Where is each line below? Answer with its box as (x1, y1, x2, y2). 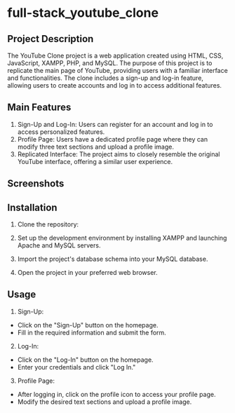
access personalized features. (17, 128, 105, 136)
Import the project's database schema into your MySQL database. (17, 255, 208, 264)
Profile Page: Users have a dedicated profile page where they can (17, 135, 208, 143)
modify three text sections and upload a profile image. (17, 142, 174, 151)
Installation (7, 201, 58, 213)
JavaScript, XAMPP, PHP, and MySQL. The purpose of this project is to (7, 59, 213, 67)
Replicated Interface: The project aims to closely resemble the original (17, 149, 220, 158)
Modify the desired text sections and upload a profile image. (17, 398, 192, 406)
